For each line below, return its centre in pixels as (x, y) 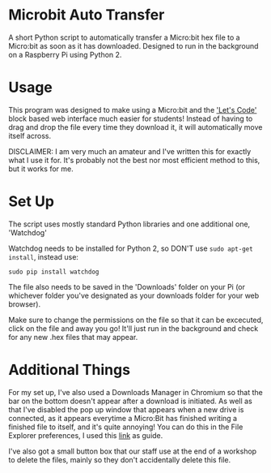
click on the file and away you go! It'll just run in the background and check (133, 328)
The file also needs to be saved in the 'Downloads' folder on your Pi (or (127, 286)
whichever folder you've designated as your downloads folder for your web (134, 295)
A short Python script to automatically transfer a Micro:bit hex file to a (124, 37)
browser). (25, 304)
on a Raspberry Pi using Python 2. (65, 54)
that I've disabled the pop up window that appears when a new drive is (126, 409)
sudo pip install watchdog (54, 272)
